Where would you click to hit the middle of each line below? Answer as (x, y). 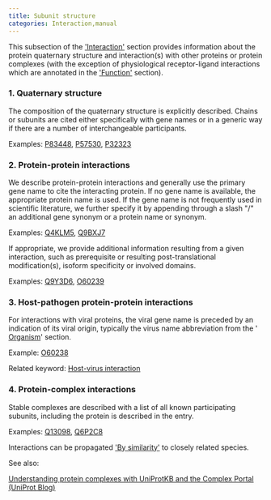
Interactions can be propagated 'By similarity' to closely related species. (129, 447)
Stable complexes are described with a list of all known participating (122, 407)
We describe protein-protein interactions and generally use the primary (127, 182)
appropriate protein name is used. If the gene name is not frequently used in (135, 200)
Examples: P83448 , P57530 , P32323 (70, 143)
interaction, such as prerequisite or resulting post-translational (112, 257)
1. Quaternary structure (55, 93)
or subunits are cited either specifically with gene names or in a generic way (135, 119)
